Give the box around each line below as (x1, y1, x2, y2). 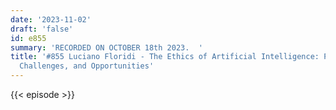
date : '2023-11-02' (10, 14, 92, 25)
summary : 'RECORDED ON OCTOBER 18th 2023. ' (10, 42, 203, 53)
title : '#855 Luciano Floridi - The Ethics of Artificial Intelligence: (10, 52, 320, 62)
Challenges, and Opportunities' (19, 61, 155, 71)
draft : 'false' (10, 24, 74, 34)
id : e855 (10, 33, 47, 43)
